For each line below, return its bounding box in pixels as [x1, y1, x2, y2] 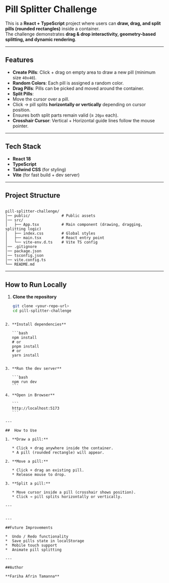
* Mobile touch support [5, 543, 57, 548]
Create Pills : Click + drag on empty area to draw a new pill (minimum [12, 69, 156, 75]
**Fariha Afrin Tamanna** [5, 573, 59, 579]
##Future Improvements [5, 525, 53, 530]
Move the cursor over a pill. [12, 96, 69, 102]
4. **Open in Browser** [5, 393, 55, 398]
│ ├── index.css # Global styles [5, 231, 96, 236]
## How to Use [5, 428, 37, 433]
